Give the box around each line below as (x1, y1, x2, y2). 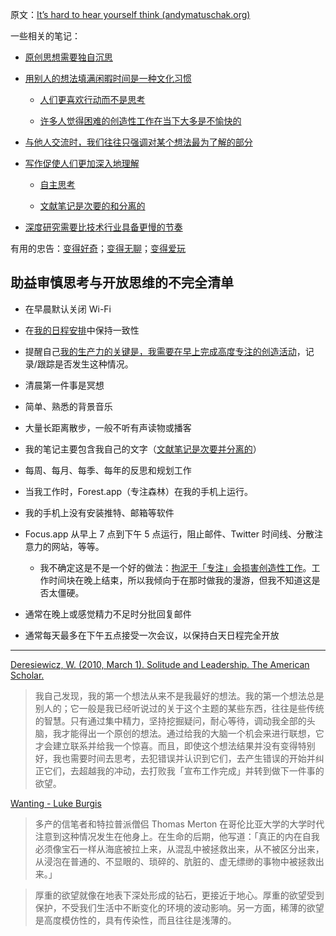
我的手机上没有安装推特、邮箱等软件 (24, 506, 175, 518)
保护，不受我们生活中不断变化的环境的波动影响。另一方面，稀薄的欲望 (34, 901, 325, 913)
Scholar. (10, 669, 45, 681)
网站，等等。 (51, 540, 105, 552)
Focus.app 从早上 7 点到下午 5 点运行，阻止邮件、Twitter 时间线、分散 (24, 528, 315, 540)
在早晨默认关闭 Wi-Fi (24, 303, 112, 315)
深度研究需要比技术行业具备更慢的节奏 (24, 221, 183, 233)
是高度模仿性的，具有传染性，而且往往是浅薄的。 (34, 914, 237, 926)
